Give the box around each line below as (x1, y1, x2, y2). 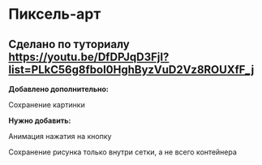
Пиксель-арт (8, 5, 101, 24)
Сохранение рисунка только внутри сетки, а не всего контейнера (8, 147, 238, 157)
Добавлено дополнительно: (8, 85, 110, 93)
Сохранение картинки (8, 100, 85, 110)
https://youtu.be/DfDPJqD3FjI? (8, 50, 170, 63)
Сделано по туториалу (8, 37, 130, 51)
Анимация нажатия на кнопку (8, 132, 112, 141)
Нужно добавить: (8, 115, 71, 125)
